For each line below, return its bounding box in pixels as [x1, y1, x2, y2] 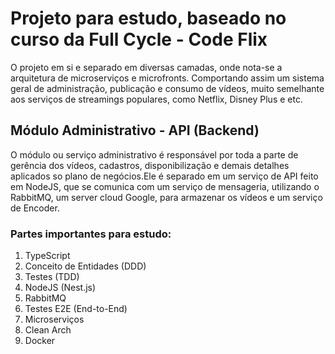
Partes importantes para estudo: [10, 227, 172, 241]
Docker [24, 335, 56, 347]
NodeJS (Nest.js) [24, 282, 97, 294]
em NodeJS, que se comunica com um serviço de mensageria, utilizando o [10, 180, 320, 192]
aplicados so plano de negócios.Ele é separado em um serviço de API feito [10, 170, 319, 182]
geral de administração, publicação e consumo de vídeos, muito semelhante [10, 82, 325, 94]
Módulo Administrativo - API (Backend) [10, 122, 260, 139]
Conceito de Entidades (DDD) [24, 260, 147, 272]
